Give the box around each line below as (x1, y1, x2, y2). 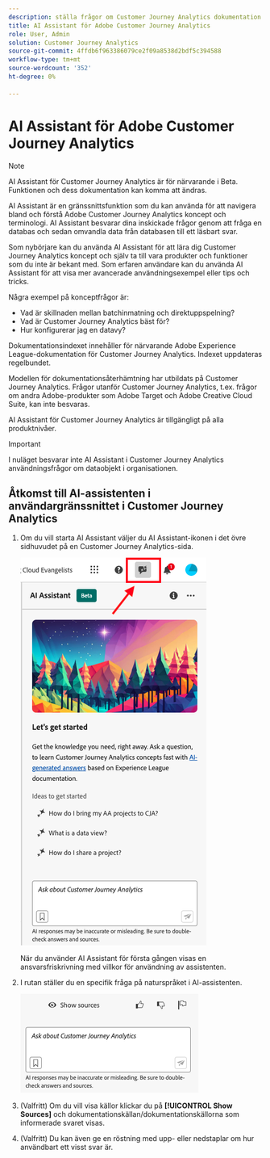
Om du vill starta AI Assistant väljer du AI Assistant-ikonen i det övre (19, 533, 247, 543)
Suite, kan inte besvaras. (8, 399, 90, 409)
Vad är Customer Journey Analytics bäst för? (19, 316, 170, 326)
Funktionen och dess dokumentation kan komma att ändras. (8, 185, 207, 195)
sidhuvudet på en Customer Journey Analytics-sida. (19, 542, 193, 552)
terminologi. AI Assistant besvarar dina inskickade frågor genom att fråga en (8, 218, 262, 228)
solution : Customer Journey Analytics (8, 39, 139, 47)
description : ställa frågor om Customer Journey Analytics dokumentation (8, 13, 262, 21)
